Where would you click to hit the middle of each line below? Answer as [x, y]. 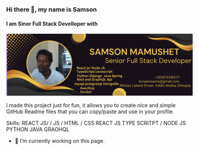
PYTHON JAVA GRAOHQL [38, 129]
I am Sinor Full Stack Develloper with [52, 24]
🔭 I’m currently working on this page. [60, 141]
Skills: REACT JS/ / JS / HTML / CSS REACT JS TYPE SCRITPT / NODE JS [96, 123]
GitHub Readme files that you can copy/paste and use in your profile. [90, 111]
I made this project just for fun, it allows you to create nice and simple [91, 106]
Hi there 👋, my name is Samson [52, 9]
